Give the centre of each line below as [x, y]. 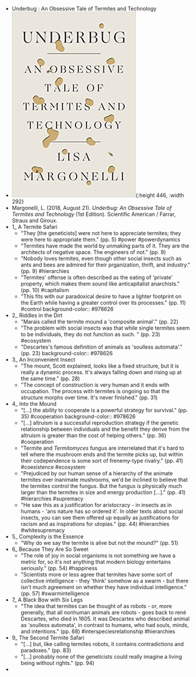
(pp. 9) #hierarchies [45, 271]
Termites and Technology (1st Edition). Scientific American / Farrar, [94, 214]
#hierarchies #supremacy [52, 499]
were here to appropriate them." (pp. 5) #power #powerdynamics [100, 239]
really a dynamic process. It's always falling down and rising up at [101, 372]
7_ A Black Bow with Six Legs [47, 600]
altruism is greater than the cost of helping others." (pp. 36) [93, 435]
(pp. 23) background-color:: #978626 [67, 353]
